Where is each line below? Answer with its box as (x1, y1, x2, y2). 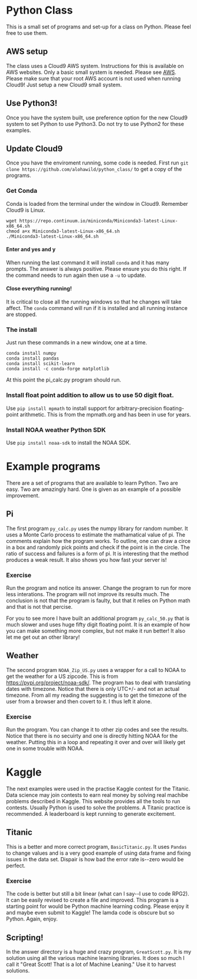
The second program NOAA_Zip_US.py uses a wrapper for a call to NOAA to (6, 666, 186, 673)
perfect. (6, 862, 25, 869)
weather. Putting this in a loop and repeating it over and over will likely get (6, 739, 186, 746)
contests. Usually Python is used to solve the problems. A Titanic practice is (6, 804, 191, 811)
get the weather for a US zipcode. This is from (6, 673, 119, 680)
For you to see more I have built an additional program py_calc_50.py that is (6, 615, 190, 622)
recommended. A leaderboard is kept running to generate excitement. (6, 810, 176, 818)
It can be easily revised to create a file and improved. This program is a (6, 897, 179, 904)
